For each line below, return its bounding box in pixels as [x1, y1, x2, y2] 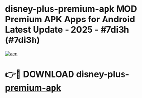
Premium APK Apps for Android [5, 14, 135, 25]
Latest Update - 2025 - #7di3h [5, 24, 130, 35]
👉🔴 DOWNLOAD [5, 69, 74, 80]
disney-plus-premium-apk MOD [5, 3, 137, 15]
